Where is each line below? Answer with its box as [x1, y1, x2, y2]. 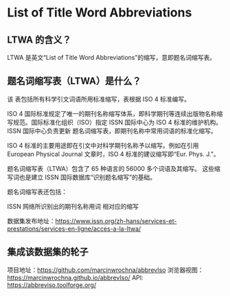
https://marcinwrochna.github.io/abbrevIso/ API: [7, 273, 144, 282]
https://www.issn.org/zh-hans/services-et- [55, 216, 177, 225]
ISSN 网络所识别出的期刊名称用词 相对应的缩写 [7, 202, 139, 210]
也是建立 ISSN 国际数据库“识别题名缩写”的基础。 [19, 173, 157, 181]
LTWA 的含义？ [7, 34, 71, 45]
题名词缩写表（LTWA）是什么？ [7, 76, 141, 87]
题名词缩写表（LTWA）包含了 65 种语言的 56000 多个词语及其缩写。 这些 [7, 164, 215, 172]
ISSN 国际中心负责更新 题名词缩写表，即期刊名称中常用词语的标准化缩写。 [7, 126, 218, 135]
